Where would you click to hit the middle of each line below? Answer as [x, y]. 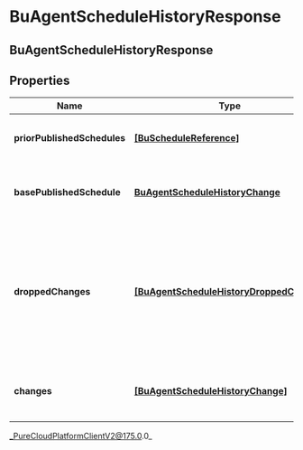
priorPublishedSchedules [70, 138]
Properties [40, 80]
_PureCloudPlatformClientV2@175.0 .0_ [81, 436]
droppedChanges [52, 292]
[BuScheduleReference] [187, 138]
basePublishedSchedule [67, 192]
